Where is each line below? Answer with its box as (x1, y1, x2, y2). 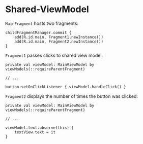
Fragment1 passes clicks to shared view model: (5, 52, 103, 58)
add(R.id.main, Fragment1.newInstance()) (14, 34, 103, 40)
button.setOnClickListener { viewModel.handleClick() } (5, 84, 126, 89)
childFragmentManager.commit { (5, 30, 72, 35)
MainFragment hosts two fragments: (5, 20, 79, 26)
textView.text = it (14, 129, 56, 135)
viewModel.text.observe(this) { (5, 125, 74, 130)
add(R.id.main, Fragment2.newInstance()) (14, 39, 103, 44)
